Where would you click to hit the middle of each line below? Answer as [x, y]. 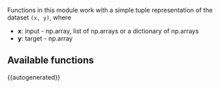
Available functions [51, 60]
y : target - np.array [45, 38]
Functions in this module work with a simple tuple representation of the [110, 10]
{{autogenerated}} [34, 77]
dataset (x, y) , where [39, 17]
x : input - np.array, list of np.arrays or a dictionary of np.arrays [108, 31]
